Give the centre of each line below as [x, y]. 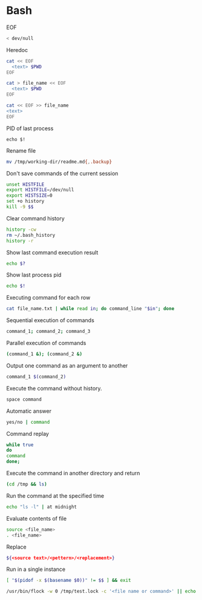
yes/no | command [28, 422]
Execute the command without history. [54, 388]
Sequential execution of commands [50, 320]
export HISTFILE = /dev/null [40, 190]
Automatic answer [29, 411]
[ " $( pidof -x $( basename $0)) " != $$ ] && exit [69, 581]
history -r [20, 241]
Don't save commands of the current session [62, 173]
